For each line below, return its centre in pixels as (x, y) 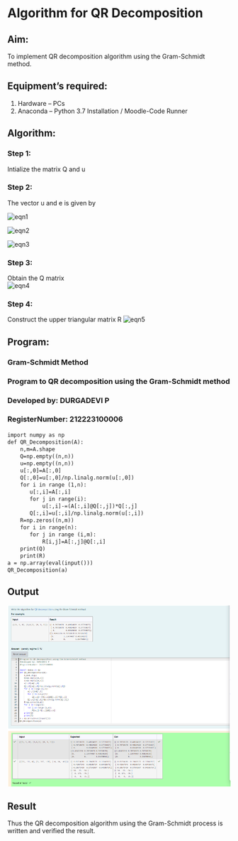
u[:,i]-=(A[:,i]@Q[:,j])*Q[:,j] (90, 506)
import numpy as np (36, 435)
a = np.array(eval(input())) (50, 563)
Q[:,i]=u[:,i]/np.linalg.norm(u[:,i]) (86, 513)
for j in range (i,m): (63, 535)
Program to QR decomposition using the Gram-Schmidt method (119, 381)
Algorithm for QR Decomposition (105, 13)
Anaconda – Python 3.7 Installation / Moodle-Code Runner (102, 111)
